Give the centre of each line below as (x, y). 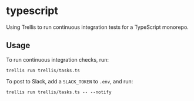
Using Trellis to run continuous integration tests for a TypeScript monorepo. (98, 27)
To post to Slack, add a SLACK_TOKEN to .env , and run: (70, 81)
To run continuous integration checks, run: (58, 59)
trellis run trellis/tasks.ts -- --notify (59, 92)
